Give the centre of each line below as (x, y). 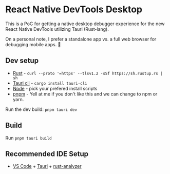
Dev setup (22, 61)
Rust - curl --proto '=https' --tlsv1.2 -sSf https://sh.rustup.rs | (88, 73)
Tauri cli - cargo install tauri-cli (50, 83)
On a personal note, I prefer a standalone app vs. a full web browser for (81, 39)
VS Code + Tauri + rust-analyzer (47, 166)
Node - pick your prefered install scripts (55, 88)
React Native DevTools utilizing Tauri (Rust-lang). (57, 29)
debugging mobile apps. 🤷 (33, 44)
